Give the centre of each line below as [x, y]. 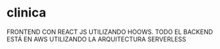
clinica [26, 13]
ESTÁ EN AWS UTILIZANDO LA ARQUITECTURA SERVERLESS [97, 39]
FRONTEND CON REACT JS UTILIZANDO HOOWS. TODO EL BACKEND [110, 32]
